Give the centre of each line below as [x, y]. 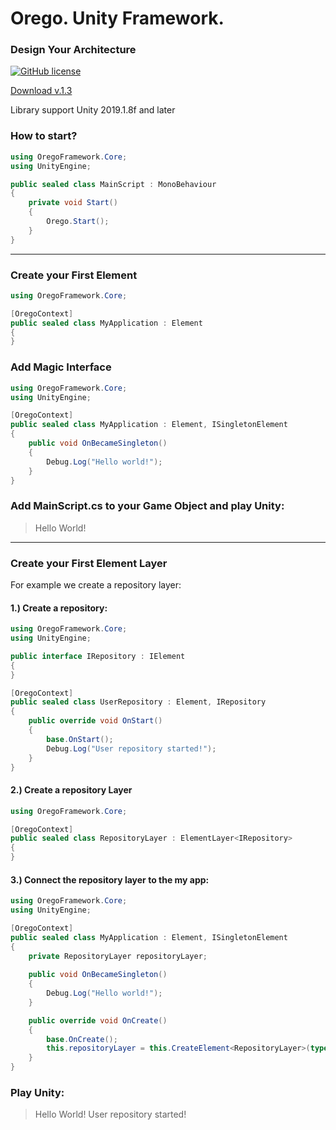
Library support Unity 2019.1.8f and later [93, 110]
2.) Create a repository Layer [71, 790]
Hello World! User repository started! [110, 1114]
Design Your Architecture [73, 50]
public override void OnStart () [95, 721]
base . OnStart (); [80, 739]
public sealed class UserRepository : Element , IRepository [138, 702]
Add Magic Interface [61, 367]
